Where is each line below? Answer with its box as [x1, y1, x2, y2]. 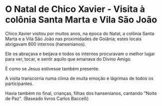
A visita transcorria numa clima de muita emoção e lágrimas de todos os [5, 75, 154, 81]
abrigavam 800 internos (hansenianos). [5, 41, 86, 47]
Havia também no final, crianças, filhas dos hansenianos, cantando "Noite [5, 90, 157, 96]
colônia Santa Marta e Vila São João [5, 14, 158, 25]
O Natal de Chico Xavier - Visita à [5, 3, 146, 15]
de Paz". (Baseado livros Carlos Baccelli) [5, 96, 89, 102]
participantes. [5, 81, 34, 87]
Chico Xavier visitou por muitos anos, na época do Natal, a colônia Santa [5, 30, 155, 36]
